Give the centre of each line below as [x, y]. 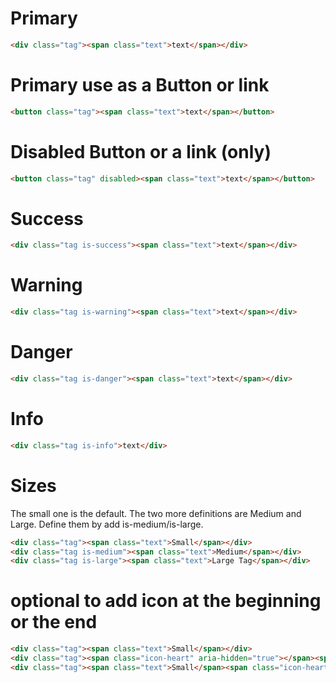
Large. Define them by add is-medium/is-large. [107, 524]
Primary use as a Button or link [140, 85]
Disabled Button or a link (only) [141, 151]
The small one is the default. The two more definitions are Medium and [156, 513]
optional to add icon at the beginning [166, 601]
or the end [54, 622]
